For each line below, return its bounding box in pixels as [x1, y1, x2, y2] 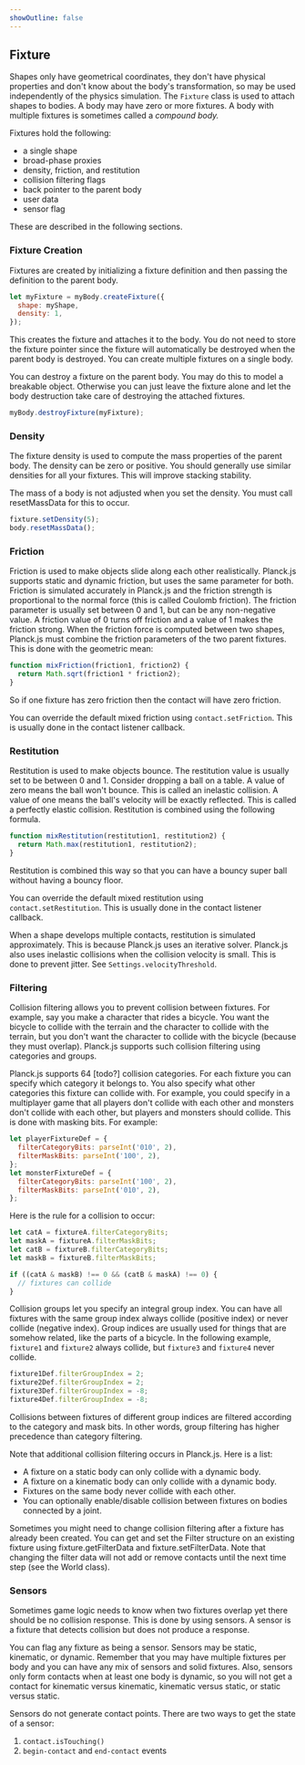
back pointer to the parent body [22, 184, 143, 195]
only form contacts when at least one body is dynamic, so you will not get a [9, 1671, 293, 1682]
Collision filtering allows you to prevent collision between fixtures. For [9, 1002, 270, 1013]
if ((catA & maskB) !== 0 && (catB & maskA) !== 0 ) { [9, 1269, 219, 1279]
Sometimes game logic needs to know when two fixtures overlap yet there [9, 1605, 289, 1616]
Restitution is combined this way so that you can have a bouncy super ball [9, 865, 288, 876]
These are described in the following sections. [9, 221, 184, 233]
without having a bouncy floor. [9, 875, 124, 885]
